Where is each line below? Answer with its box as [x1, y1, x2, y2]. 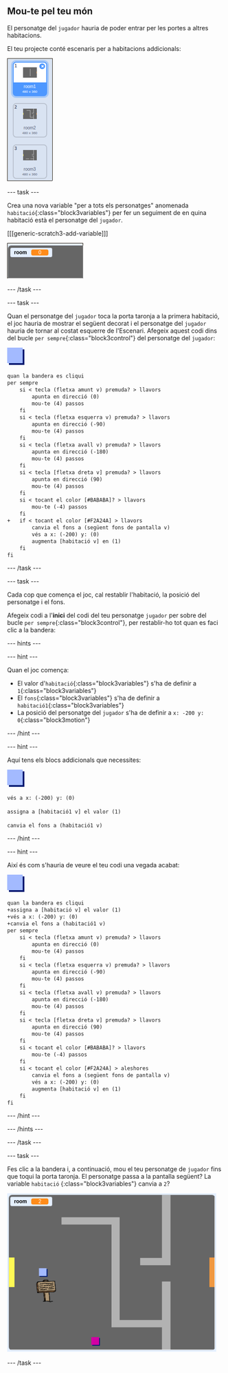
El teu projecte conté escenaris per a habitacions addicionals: [7, 44, 181, 52]
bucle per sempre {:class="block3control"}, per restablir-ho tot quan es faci [7, 618, 218, 626]
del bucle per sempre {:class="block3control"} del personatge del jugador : [7, 333, 216, 342]
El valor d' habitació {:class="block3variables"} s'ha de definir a [16, 679, 197, 688]
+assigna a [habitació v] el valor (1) [7, 906, 122, 913]
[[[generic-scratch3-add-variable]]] [7, 229, 109, 237]
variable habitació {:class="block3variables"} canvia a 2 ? [7, 1179, 170, 1188]
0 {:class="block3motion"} [16, 716, 91, 724]
